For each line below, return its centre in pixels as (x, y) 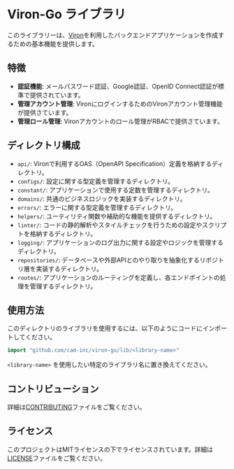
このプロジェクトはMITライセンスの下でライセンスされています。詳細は (110, 449)
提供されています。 (57, 94)
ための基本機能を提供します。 (56, 43)
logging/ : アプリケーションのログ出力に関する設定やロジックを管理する (120, 242)
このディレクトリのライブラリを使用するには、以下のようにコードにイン (111, 328)
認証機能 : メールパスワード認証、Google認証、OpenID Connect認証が (118, 86)
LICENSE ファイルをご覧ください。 (57, 458)
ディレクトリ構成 (44, 145)
